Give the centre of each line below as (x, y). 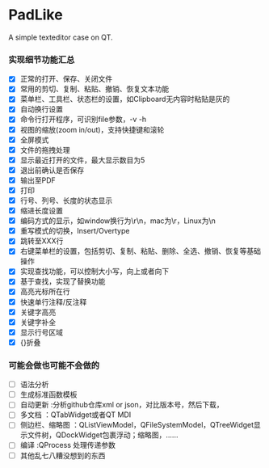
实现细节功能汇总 (42, 60)
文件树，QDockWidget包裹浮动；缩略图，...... (103, 435)
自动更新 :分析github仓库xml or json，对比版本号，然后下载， (122, 405)
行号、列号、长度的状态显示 (66, 200)
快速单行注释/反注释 (53, 301)
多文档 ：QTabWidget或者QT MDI (76, 415)
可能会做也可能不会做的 (54, 365)
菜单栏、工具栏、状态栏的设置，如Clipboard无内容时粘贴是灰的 (125, 99)
